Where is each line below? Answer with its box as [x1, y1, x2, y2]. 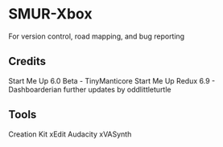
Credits [8, 55, 47, 68]
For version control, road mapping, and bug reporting [8, 31, 185, 41]
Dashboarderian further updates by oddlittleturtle [8, 84, 171, 94]
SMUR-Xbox [8, 5, 93, 23]
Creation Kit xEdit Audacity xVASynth [8, 129, 132, 139]
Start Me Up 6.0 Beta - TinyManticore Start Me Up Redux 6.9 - [8, 76, 216, 85]
